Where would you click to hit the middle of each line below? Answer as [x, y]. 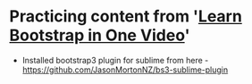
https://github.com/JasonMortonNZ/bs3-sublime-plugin [125, 70]
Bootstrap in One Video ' [100, 35]
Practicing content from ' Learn [126, 17]
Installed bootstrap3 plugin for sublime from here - [115, 60]
